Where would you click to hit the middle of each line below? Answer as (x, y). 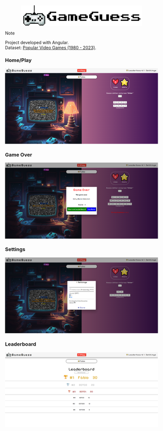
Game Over (19, 155)
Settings (15, 249)
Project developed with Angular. (37, 42)
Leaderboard (21, 344)
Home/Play (18, 60)
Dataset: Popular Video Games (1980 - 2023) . (51, 48)
